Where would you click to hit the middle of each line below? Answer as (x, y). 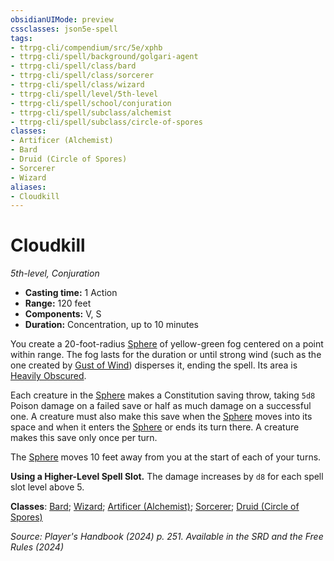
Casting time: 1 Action (71, 293)
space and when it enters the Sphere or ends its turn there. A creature (155, 427)
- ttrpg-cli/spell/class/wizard (77, 85)
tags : (21, 38)
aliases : (28, 187)
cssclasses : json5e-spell (64, 29)
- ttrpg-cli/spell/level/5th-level (84, 94)
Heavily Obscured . (48, 376)
